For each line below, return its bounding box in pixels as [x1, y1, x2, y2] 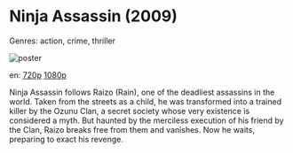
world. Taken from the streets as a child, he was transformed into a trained [9, 96, 282, 107]
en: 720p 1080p [9, 69, 67, 80]
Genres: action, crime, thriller [9, 35, 115, 46]
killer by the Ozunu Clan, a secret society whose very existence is [9, 105, 250, 116]
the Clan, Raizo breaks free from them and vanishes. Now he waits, [9, 124, 256, 134]
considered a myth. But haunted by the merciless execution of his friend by [9, 115, 284, 126]
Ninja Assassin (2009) [9, 6, 178, 27]
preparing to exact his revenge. [9, 134, 124, 144]
